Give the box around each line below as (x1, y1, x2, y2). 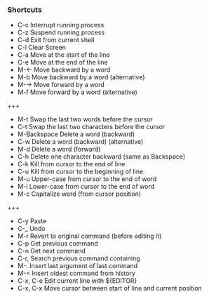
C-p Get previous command (17, 239, 98, 248)
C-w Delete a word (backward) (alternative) (17, 138, 144, 146)
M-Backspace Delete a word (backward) (17, 130, 135, 138)
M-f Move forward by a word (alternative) (17, 88, 138, 96)
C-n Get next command (17, 247, 86, 255)
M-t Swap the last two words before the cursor (17, 115, 153, 124)
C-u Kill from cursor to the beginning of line (17, 167, 144, 176)
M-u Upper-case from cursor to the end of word (17, 175, 157, 183)
